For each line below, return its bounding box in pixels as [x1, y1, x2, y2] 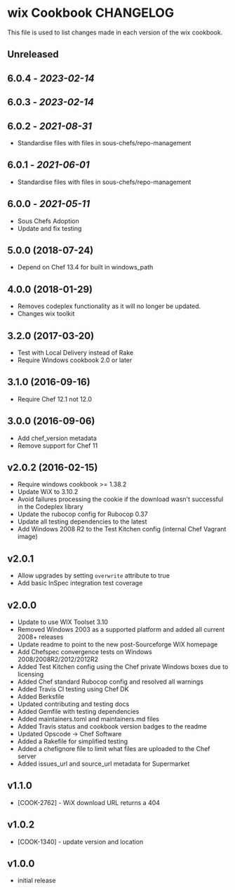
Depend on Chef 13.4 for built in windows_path [17, 263, 154, 272]
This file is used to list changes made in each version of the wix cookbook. [7, 28, 223, 36]
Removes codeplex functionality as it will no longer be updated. [17, 302, 201, 310]
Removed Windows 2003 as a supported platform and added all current [17, 625, 225, 634]
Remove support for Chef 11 [17, 441, 98, 450]
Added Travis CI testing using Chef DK [17, 685, 129, 693]
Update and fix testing [17, 224, 82, 232]
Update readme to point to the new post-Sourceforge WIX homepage [17, 640, 218, 649]
